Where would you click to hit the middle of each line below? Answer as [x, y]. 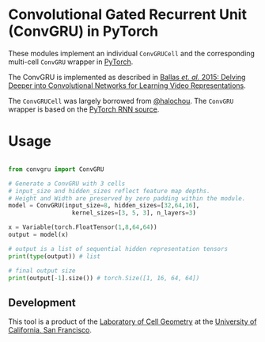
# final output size [42, 271]
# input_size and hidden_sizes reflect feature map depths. [110, 191]
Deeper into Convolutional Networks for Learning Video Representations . [127, 85]
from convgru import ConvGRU [56, 169]
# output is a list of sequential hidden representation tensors [118, 249]
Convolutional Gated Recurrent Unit [128, 15]
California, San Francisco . [50, 330]
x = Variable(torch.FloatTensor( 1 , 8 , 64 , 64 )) [83, 227]
